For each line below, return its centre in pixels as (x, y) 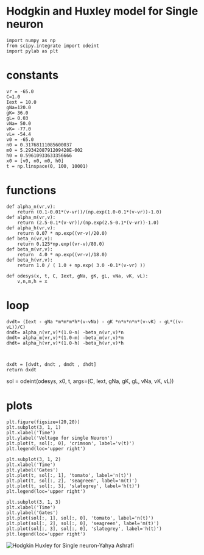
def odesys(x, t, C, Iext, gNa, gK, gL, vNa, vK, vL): (77, 276)
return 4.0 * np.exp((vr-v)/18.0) (62, 254)
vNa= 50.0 (19, 123)
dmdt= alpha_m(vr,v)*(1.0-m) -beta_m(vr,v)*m (65, 338)
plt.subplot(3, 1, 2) (34, 459)
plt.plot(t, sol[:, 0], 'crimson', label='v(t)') (71, 443)
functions (31, 191)
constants (33, 75)
